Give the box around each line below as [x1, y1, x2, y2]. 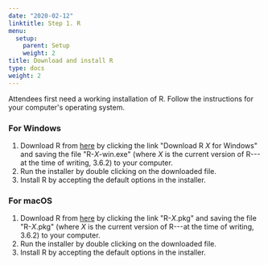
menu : [8, 27, 27, 35]
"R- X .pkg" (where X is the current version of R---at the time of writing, [19, 222, 254, 232]
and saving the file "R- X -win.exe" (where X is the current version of [19, 149, 245, 159]
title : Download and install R [8, 57, 113, 65]
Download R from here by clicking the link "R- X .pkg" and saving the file [19, 213, 258, 223]
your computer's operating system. [8, 102, 125, 112]
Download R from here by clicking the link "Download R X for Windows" [19, 140, 258, 150]
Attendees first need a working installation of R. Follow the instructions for [8, 93, 254, 103]
